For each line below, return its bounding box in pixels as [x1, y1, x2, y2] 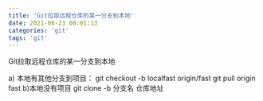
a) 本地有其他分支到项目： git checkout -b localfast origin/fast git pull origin [8, 73, 256, 84]
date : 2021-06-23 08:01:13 [8, 19, 98, 27]
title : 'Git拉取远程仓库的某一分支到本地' [8, 11, 135, 20]
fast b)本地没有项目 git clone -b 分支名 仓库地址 [8, 84, 164, 93]
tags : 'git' [8, 33, 48, 42]
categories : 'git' [8, 26, 69, 34]
